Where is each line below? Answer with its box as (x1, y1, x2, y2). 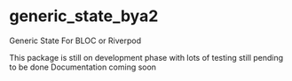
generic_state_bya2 (9, 6, 159, 26)
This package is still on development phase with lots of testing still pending (9, 52, 284, 63)
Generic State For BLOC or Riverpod (9, 35, 142, 46)
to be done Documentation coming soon (9, 62, 157, 72)
